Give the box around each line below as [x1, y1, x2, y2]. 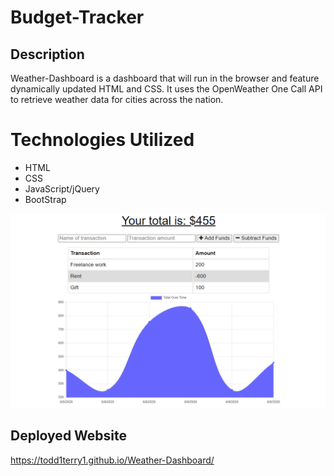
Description [10, 46, 85, 63]
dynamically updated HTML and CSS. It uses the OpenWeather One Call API [10, 83, 323, 95]
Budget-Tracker [10, 6, 145, 29]
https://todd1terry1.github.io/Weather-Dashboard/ [10, 454, 215, 466]
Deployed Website [10, 427, 128, 445]
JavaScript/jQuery [24, 182, 100, 195]
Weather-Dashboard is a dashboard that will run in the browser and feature [10, 72, 320, 84]
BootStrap [24, 193, 67, 205]
